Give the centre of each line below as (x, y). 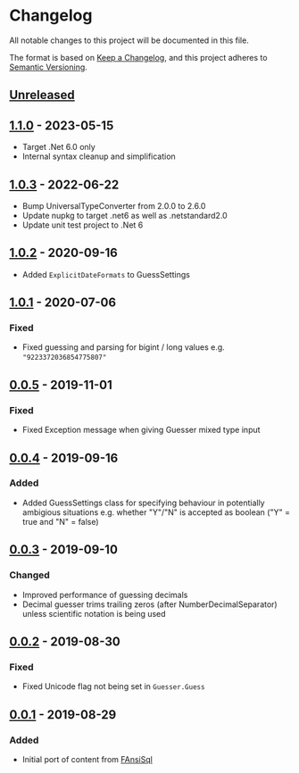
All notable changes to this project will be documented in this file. (129, 40)
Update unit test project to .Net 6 (83, 225)
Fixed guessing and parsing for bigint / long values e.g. (123, 347)
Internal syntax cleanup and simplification (99, 156)
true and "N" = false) (61, 521)
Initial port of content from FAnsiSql (87, 759)
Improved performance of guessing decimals (105, 594)
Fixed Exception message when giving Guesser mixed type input (141, 430)
